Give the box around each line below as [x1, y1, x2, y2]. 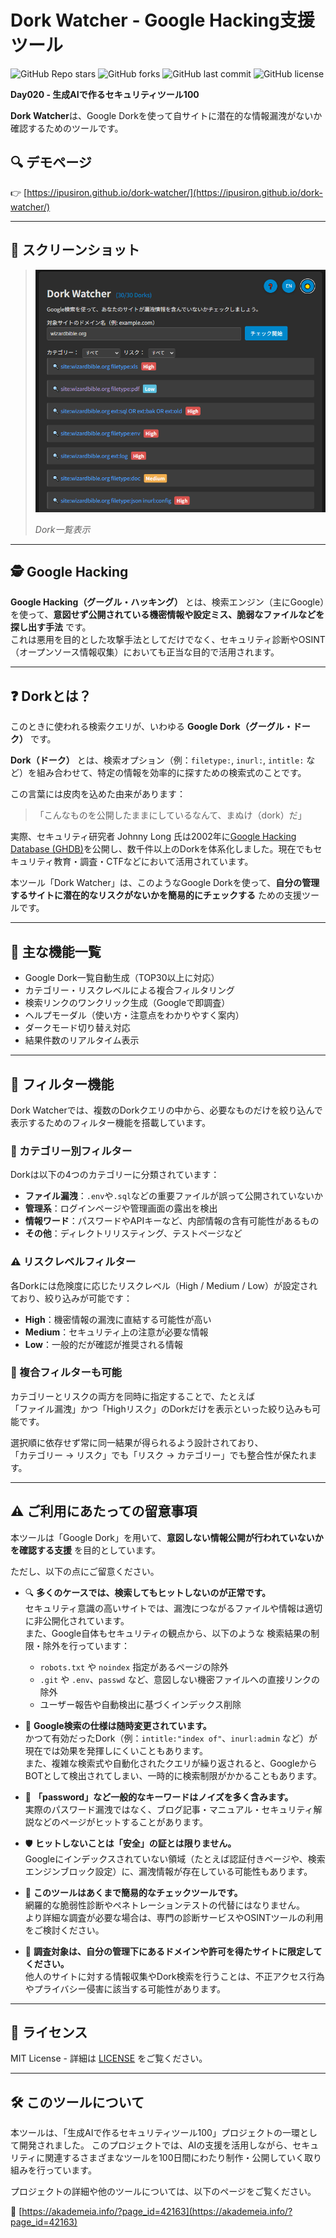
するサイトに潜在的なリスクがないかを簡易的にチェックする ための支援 [10, 889, 302, 901]
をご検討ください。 [24, 1924, 105, 1936]
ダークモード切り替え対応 [24, 1022, 131, 1034]
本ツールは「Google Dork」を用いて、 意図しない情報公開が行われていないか [10, 1531, 324, 1543]
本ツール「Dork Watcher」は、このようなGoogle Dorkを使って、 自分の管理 [10, 877, 320, 889]
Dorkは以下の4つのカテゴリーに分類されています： [10, 1169, 220, 1181]
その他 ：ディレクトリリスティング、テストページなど [24, 1227, 243, 1240]
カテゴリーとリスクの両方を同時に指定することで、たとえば [10, 1390, 256, 1402]
